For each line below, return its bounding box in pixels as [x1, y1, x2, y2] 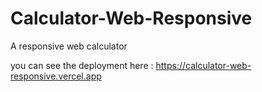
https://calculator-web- [155, 59, 252, 71]
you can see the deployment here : [10, 59, 154, 71]
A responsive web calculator [10, 40, 128, 52]
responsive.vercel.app [10, 70, 102, 82]
